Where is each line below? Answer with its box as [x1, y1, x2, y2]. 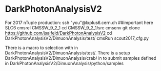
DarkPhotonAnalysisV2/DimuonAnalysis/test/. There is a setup [5, 50, 130, 56]
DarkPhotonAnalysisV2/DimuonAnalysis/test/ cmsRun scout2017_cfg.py [5, 35, 149, 41]
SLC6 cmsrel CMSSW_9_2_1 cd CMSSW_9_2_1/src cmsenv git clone [5, 24, 140, 30]
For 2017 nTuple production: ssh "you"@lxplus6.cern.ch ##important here [5, 20, 154, 25]
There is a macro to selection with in [5, 45, 78, 50]
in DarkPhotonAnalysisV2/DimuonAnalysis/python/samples [5, 60, 124, 66]
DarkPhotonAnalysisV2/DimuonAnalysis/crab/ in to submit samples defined [5, 55, 157, 61]
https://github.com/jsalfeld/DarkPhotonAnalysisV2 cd [5, 30, 112, 36]
